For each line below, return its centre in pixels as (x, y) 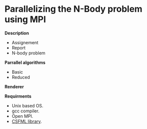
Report (18, 48)
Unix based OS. (27, 105)
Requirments (18, 96)
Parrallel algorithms (25, 62)
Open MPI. (22, 116)
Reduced (21, 77)
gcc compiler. (25, 111)
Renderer (14, 86)
